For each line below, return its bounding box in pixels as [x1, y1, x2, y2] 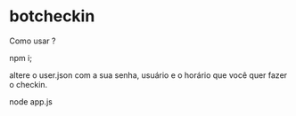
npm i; [9, 52, 33, 63]
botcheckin [9, 6, 95, 27]
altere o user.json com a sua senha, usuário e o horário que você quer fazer [9, 69, 288, 81]
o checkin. [9, 79, 48, 89]
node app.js [9, 96, 53, 107]
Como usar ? [9, 35, 56, 46]
